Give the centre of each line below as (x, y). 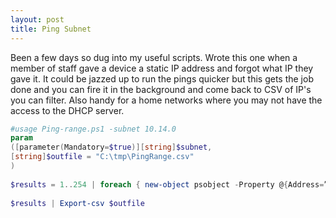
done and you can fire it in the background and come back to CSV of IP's (161, 89)
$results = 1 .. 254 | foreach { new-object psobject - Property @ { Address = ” (169, 184)
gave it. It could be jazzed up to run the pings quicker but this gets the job (162, 78)
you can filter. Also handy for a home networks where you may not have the (166, 100)
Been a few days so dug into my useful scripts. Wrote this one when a (154, 57)
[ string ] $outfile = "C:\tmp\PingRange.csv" (102, 157)
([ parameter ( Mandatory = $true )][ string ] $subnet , (111, 147)
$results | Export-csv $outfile (77, 203)
